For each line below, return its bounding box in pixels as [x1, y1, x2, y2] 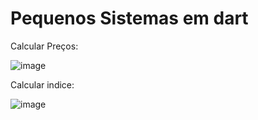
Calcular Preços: [10, 40, 79, 52]
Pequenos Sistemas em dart [10, 7, 249, 30]
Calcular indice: [10, 78, 75, 91]
